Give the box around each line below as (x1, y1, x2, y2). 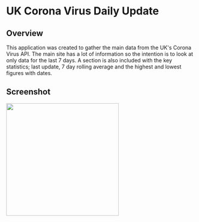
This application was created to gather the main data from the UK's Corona (6, 44, 192, 51)
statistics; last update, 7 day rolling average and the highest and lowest (6, 63, 182, 70)
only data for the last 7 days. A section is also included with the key (6, 57, 173, 64)
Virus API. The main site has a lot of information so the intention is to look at (6, 50, 194, 58)
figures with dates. (6, 70, 53, 76)
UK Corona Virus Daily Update (6, 4, 159, 18)
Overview (6, 28, 44, 38)
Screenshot (6, 87, 51, 97)
